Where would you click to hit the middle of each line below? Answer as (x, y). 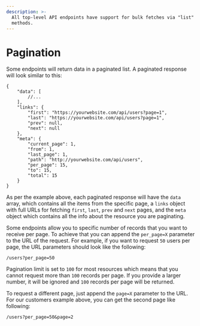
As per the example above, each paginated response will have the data (94, 197)
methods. (22, 23)
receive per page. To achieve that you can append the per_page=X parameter (101, 234)
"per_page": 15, (48, 165)
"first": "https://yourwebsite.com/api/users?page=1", (98, 113)
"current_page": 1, (52, 144)
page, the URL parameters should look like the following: (76, 247)
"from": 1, (41, 150)
